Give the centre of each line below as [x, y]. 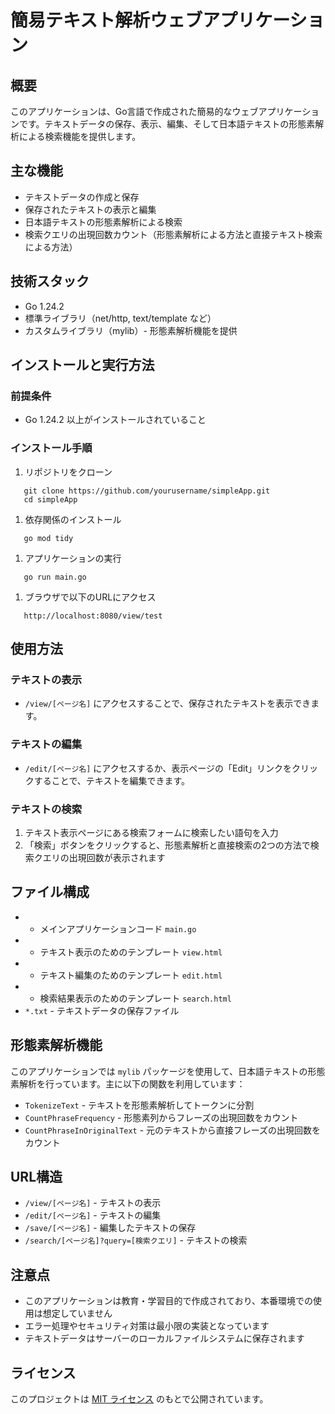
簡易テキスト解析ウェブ [106, 20]
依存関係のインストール [73, 519]
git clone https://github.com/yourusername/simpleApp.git [147, 491]
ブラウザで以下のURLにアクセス [90, 597]
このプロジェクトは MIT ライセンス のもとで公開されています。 [139, 1398]
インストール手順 [51, 448]
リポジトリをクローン [68, 472]
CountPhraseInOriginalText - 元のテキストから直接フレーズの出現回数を [172, 1130]
